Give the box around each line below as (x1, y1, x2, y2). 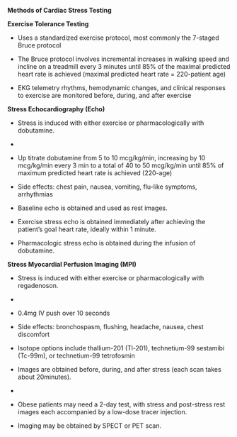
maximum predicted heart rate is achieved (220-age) (17, 169, 173, 177)
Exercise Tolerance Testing (7, 20, 89, 28)
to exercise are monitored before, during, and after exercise (17, 92, 192, 99)
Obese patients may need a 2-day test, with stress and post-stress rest (17, 400, 225, 409)
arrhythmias (17, 190, 53, 198)
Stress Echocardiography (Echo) (7, 105, 105, 113)
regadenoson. (17, 282, 59, 289)
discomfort (17, 330, 50, 338)
